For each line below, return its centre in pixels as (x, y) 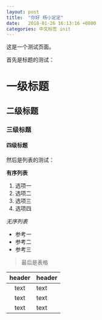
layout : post (23, 12)
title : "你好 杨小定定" (35, 18)
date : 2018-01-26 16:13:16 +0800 (51, 23)
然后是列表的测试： (30, 160)
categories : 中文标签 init (39, 29)
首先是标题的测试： (30, 60)
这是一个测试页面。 (30, 47)
